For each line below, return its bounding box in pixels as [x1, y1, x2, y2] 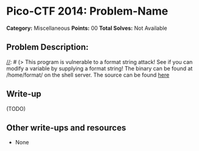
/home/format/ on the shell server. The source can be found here [6, 71, 170, 79]
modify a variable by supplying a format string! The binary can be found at [6, 65, 193, 72]
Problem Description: [6, 42, 89, 52]
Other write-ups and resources [6, 122, 127, 133]
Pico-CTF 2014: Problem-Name [6, 4, 169, 18]
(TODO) [6, 105, 26, 112]
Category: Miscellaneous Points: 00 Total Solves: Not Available [6, 24, 167, 32]
